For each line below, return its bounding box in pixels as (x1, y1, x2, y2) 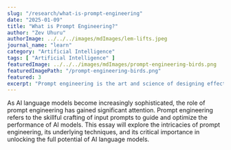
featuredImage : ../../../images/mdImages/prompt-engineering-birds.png (7, 61, 217, 68)
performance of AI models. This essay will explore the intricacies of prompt (7, 121, 221, 129)
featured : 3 (7, 73, 41, 81)
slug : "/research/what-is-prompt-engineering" (7, 10, 143, 17)
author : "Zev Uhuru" (7, 29, 67, 36)
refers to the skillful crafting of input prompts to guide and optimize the (7, 114, 208, 122)
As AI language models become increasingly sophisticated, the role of (7, 99, 206, 107)
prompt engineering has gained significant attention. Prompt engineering (7, 106, 213, 114)
